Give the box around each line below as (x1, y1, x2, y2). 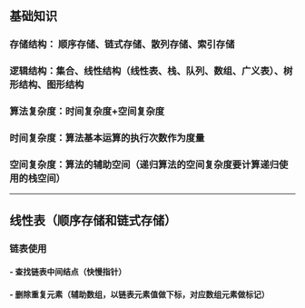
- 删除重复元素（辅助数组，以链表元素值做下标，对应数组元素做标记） (9, 289, 270, 300)
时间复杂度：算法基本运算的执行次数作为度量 (9, 132, 205, 144)
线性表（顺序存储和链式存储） (9, 213, 177, 228)
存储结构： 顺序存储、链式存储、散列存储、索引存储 (9, 38, 235, 51)
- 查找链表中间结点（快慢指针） (9, 266, 127, 277)
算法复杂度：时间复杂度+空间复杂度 (9, 105, 165, 118)
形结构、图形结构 (9, 78, 84, 91)
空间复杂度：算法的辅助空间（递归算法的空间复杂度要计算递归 (9, 158, 280, 171)
